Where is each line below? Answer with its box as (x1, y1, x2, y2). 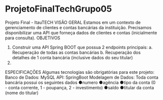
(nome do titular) (5, 90, 39, 96)
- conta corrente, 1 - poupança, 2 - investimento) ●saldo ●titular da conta (5, 84, 154, 90)
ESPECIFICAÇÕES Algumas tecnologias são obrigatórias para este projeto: (5, 69, 155, 75)
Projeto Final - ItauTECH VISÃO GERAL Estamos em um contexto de (5, 19, 141, 25)
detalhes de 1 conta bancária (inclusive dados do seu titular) (12, 54, 133, 60)
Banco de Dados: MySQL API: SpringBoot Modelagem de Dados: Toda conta (5, 74, 159, 80)
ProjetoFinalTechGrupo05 (5, 3, 112, 15)
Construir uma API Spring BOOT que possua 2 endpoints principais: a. (12, 44, 153, 50)
